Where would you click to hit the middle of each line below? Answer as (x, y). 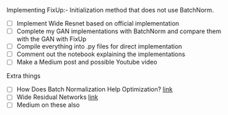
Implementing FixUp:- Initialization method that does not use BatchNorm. (110, 10)
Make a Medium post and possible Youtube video (87, 62)
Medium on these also (48, 105)
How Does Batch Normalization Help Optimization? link (95, 89)
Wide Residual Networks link (57, 97)
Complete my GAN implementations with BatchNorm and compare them (119, 31)
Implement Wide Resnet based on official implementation (98, 23)
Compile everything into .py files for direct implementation (99, 46)
